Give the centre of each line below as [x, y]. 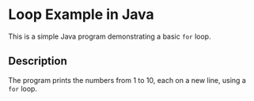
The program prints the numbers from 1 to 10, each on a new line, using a [127, 80]
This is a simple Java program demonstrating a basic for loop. [110, 36]
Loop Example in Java [81, 15]
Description [38, 61]
